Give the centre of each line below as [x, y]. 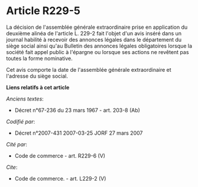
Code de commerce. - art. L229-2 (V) [60, 178]
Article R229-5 [43, 11]
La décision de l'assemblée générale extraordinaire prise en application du [97, 27]
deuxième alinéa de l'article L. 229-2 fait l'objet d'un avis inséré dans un [94, 33]
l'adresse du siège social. [37, 76]
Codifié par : [21, 121]
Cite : [12, 167]
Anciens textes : [25, 99]
